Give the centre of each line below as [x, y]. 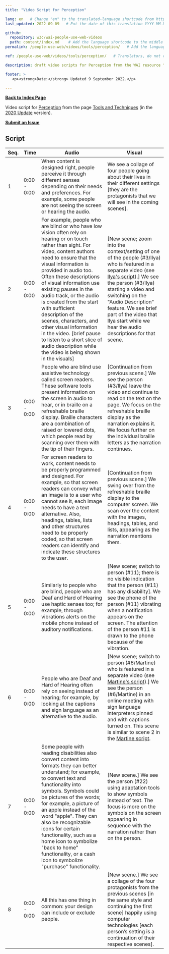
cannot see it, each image [71, 501]
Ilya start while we [129, 321]
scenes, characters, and [69, 321]
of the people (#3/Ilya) [134, 258]
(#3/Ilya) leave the [129, 386]
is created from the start [70, 302]
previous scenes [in [131, 894]
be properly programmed [71, 470]
